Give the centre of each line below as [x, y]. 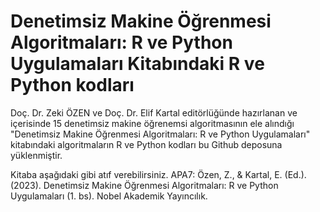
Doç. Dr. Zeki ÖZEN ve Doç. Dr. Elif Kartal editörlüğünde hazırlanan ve [154, 112]
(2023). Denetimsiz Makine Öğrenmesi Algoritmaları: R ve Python [144, 185]
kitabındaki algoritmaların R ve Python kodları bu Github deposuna [146, 144]
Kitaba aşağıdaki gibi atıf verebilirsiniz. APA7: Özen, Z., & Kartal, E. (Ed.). [158, 174]
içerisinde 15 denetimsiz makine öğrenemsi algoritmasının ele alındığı [152, 123]
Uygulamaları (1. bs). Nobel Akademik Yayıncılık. [109, 196]
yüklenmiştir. [36, 155]
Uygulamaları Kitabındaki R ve [137, 64]
